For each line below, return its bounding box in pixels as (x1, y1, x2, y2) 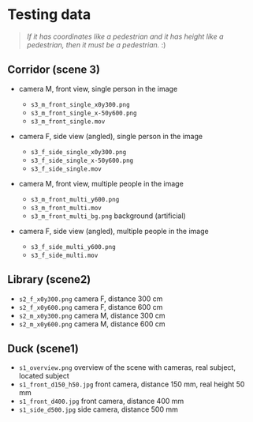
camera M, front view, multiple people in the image (18, 179, 184, 188)
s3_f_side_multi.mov (30, 251, 99, 259)
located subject (18, 371, 70, 381)
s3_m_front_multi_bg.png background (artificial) (30, 211, 186, 220)
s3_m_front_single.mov (30, 117, 106, 126)
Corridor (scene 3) (7, 63, 100, 77)
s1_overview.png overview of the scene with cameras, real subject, (18, 363, 236, 372)
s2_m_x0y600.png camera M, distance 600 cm (18, 318, 166, 329)
